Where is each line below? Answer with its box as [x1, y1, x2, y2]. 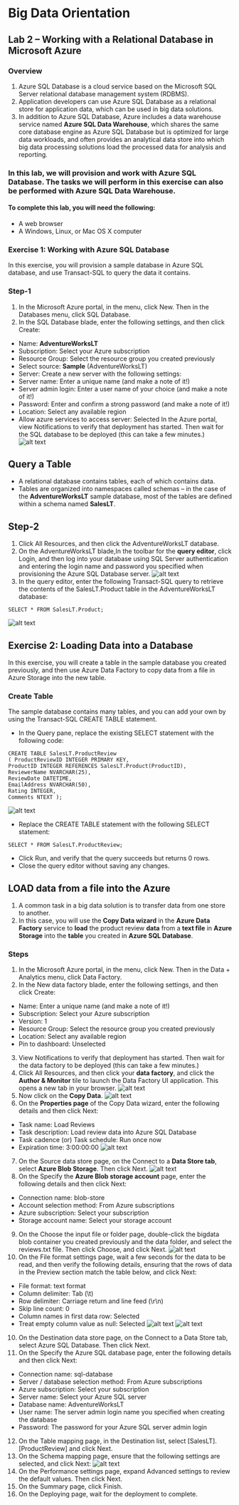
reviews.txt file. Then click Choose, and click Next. [18, 1245, 167, 1254]
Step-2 [8, 520, 40, 533]
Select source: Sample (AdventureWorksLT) [18, 361, 148, 370]
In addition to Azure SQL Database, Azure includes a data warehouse [18, 112, 221, 120]
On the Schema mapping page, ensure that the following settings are [18, 1452, 221, 1461]
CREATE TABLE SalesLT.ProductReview [8, 750, 117, 757]
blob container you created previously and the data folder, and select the [18, 1238, 232, 1246]
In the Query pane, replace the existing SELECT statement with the [18, 729, 214, 737]
